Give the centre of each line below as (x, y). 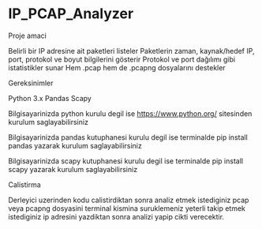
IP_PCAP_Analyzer (71, 14)
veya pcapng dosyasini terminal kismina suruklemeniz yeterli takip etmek (127, 208)
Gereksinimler (31, 83)
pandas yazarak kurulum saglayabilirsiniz (75, 145)
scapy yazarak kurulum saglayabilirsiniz (73, 169)
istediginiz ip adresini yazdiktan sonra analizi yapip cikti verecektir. (116, 216)
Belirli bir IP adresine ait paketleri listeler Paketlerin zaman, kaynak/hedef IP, (131, 51)
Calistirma (24, 184)
